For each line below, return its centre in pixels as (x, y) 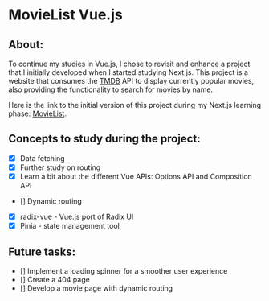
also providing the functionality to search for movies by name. (111, 89)
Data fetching (43, 158)
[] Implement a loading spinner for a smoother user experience (124, 270)
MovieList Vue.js (65, 15)
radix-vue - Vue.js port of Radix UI (77, 216)
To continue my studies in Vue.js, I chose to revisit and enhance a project (129, 64)
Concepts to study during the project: (104, 139)
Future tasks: (42, 252)
